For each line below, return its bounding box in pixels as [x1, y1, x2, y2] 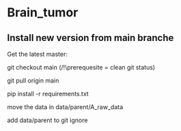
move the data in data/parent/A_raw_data [7, 103, 124, 111]
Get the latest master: [7, 50, 68, 58]
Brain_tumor [7, 5, 79, 20]
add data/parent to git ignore [7, 116, 88, 124]
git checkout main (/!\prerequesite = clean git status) [7, 63, 156, 71]
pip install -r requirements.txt [7, 90, 89, 98]
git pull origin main [7, 76, 59, 85]
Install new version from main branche [7, 32, 174, 44]
